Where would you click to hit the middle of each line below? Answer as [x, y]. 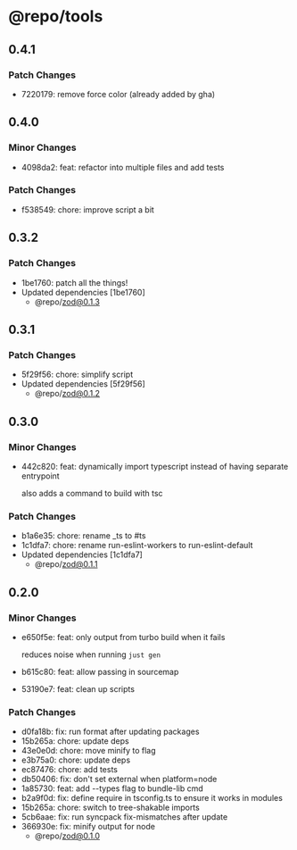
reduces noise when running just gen [91, 654]
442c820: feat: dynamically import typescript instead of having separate [155, 466]
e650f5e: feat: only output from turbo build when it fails [123, 637]
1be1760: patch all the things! [74, 282]
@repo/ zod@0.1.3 [67, 302]
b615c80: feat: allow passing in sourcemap [100, 671]
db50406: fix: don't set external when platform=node [119, 779]
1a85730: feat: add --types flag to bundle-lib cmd [112, 788]
